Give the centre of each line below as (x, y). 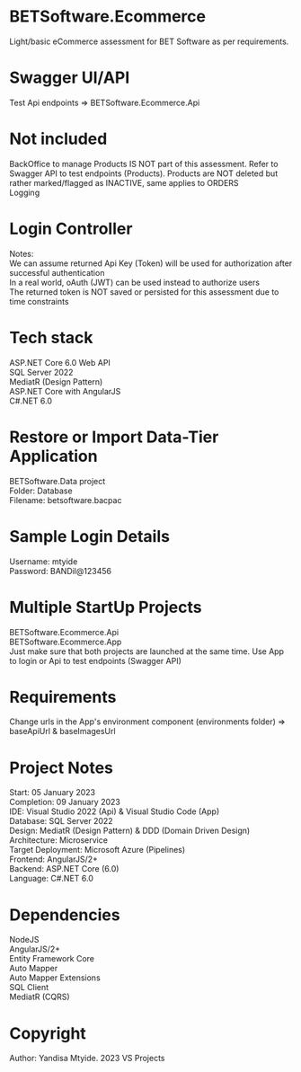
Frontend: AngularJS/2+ (54, 859)
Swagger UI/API (70, 78)
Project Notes (62, 768)
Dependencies (65, 915)
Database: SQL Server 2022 (62, 821)
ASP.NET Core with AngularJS (65, 391)
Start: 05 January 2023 (53, 793)
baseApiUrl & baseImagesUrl (62, 731)
